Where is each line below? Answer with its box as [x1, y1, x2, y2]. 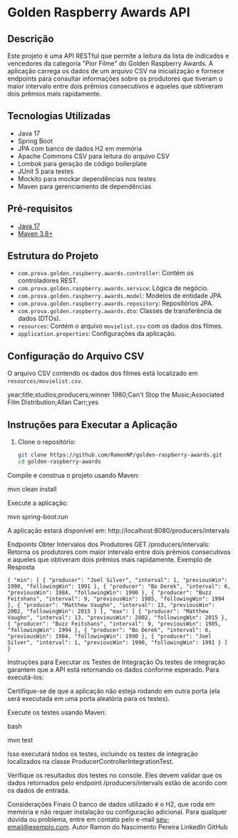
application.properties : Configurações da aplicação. [17, 329, 177, 338]
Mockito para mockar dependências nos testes [17, 174, 157, 183]
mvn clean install [7, 484, 57, 493]
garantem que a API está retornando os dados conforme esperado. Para [7, 665, 219, 674]
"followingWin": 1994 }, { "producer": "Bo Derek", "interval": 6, [7, 626, 212, 633]
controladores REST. [17, 276, 78, 285]
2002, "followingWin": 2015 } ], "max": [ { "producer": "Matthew [7, 608, 209, 615]
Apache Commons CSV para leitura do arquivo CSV [17, 151, 170, 160]
